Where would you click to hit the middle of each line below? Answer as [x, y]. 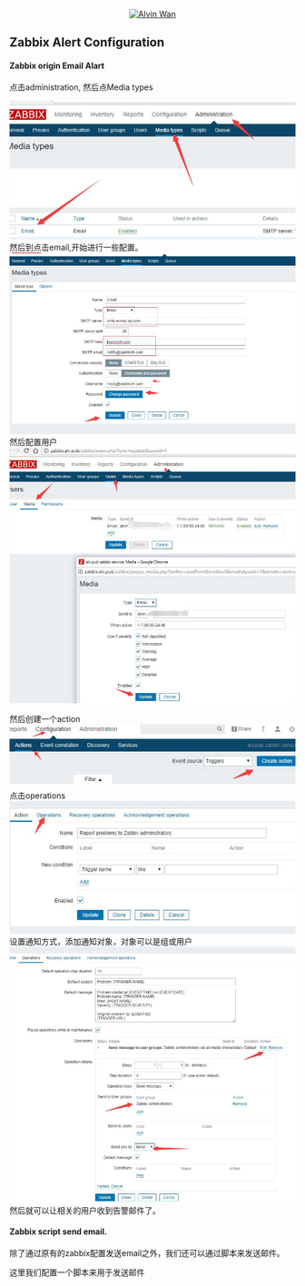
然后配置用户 [33, 442]
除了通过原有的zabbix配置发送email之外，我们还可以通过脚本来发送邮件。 [147, 1252]
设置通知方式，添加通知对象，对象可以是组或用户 [101, 941]
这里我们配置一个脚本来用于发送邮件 [77, 1272]
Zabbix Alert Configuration [87, 42]
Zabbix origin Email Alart [57, 65]
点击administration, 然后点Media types [81, 87]
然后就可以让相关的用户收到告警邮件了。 [85, 1210]
